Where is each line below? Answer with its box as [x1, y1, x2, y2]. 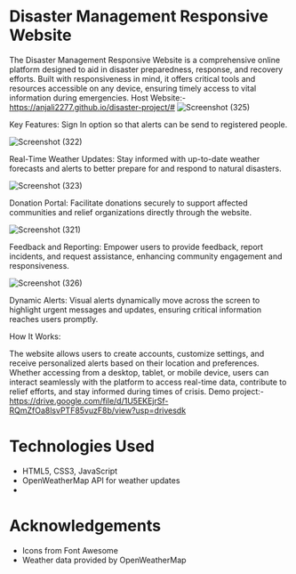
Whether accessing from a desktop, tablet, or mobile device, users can [9, 367, 269, 377]
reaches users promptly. [9, 313, 99, 324]
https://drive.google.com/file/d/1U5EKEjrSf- [9, 395, 169, 406]
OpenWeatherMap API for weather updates [21, 474, 180, 486]
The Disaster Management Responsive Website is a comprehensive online [9, 54, 281, 65]
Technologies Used [9, 436, 156, 457]
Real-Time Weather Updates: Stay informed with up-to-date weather [9, 153, 260, 164]
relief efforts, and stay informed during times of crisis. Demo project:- [9, 385, 265, 397]
